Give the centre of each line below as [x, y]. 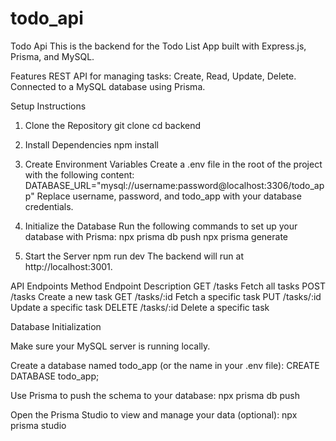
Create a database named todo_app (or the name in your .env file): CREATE [165, 365]
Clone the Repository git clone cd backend [113, 125]
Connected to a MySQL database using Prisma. [108, 86]
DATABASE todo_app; [55, 376]
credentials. [49, 206]
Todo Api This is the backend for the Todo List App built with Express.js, [158, 46]
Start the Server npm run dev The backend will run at [134, 256]
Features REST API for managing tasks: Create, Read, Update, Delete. [153, 76]
